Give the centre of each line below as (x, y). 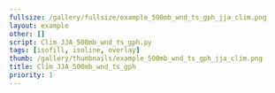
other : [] (27, 34)
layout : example (39, 26)
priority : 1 (31, 75)
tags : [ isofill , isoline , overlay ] (75, 50)
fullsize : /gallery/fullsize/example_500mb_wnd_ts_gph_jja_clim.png (138, 17)
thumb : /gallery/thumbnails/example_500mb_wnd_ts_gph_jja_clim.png (136, 58)
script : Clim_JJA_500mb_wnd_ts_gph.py (80, 42)
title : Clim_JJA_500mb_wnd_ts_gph (73, 67)
